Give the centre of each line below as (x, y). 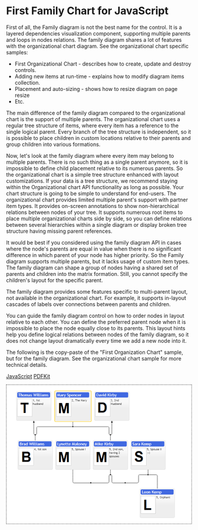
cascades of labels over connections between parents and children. (88, 304)
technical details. (27, 365)
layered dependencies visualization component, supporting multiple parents (98, 33)
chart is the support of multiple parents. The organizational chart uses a (93, 119)
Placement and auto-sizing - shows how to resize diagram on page (96, 89)
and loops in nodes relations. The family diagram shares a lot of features (94, 40)
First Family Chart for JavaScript (88, 11)
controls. (25, 70)
